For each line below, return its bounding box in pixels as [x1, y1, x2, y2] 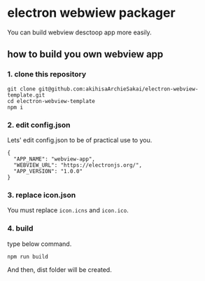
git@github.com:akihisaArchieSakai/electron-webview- [38, 85, 199, 92]
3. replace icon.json [7, 190, 76, 200]
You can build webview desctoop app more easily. [7, 28, 152, 36]
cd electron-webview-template [7, 97, 96, 104]
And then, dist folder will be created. [7, 265, 112, 274]
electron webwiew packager [7, 5, 176, 21]
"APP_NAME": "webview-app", [13, 156, 96, 163]
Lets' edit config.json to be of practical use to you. [7, 135, 153, 144]
